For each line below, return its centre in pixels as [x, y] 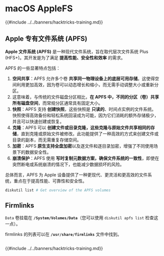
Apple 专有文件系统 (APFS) [46, 39]
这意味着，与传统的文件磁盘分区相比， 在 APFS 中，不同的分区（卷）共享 [86, 97]
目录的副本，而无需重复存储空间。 [47, 140]
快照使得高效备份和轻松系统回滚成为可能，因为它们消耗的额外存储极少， [85, 115]
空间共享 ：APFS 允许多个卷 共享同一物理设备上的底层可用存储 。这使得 [83, 78]
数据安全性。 [38, 152]
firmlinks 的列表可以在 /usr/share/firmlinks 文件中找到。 [63, 234]
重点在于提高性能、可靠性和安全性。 [50, 181]
